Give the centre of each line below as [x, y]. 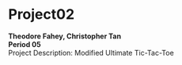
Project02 [42, 14]
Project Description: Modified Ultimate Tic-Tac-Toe [91, 52]
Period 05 [25, 44]
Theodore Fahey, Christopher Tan [64, 36]
